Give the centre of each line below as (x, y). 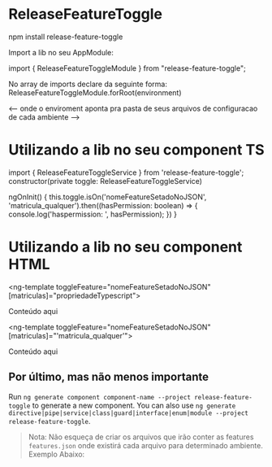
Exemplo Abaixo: (56, 454)
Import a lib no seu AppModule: (61, 52)
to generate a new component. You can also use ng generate (134, 405)
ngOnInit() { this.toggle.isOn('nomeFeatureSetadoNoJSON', (108, 197)
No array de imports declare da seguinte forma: (88, 84)
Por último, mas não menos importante (109, 377)
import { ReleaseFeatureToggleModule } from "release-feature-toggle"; (127, 68)
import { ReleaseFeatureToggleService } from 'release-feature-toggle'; (126, 172)
